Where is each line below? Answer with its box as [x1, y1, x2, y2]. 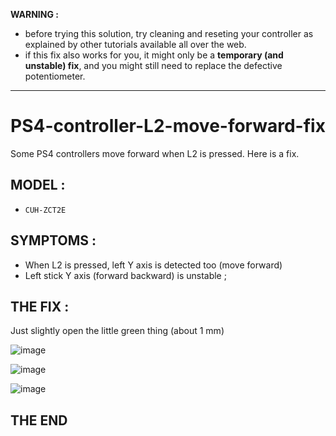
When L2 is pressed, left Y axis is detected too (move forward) [24, 259, 283, 271]
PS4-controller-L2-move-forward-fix [10, 115, 326, 138]
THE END [10, 412, 68, 429]
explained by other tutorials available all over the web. [24, 39, 247, 50]
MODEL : [10, 177, 66, 194]
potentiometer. [24, 70, 86, 82]
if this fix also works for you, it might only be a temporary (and [24, 49, 284, 61]
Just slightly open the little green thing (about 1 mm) [10, 325, 225, 337]
